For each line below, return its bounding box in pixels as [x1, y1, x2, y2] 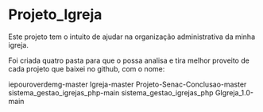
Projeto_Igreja [8, 6, 102, 24]
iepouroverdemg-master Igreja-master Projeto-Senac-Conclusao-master [8, 79, 247, 89]
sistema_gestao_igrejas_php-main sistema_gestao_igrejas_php [8, 87, 214, 97]
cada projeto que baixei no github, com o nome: [8, 64, 165, 73]
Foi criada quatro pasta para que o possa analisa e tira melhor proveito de [8, 56, 250, 65]
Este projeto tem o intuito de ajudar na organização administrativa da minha [8, 32, 256, 41]
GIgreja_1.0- [215, 87, 254, 97]
